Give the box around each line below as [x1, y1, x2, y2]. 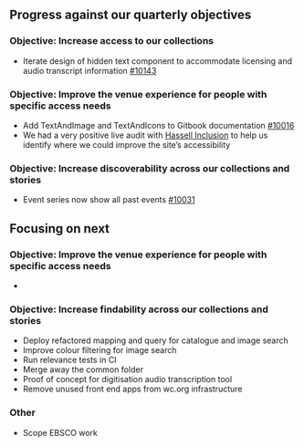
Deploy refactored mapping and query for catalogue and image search [22, 335, 289, 346]
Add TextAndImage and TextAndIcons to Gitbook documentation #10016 [22, 120, 295, 130]
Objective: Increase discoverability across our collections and [9, 161, 290, 174]
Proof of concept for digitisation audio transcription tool [22, 374, 233, 385]
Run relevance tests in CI [22, 355, 117, 366]
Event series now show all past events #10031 [22, 194, 195, 205]
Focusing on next [9, 221, 110, 236]
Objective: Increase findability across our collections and [9, 303, 269, 316]
